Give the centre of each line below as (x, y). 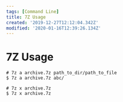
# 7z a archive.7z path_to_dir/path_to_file (61, 73)
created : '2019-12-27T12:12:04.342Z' (52, 22)
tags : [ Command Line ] (33, 11)
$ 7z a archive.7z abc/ (35, 78)
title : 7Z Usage (26, 17)
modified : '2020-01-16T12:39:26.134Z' (54, 28)
